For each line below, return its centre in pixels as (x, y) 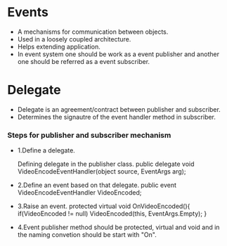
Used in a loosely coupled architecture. (74, 39)
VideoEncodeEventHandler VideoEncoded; (79, 193)
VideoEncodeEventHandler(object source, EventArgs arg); (102, 171)
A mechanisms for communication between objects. (93, 32)
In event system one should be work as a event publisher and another (118, 54)
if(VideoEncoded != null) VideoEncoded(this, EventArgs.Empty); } (112, 214)
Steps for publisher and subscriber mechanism (89, 135)
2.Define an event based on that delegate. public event (97, 185)
